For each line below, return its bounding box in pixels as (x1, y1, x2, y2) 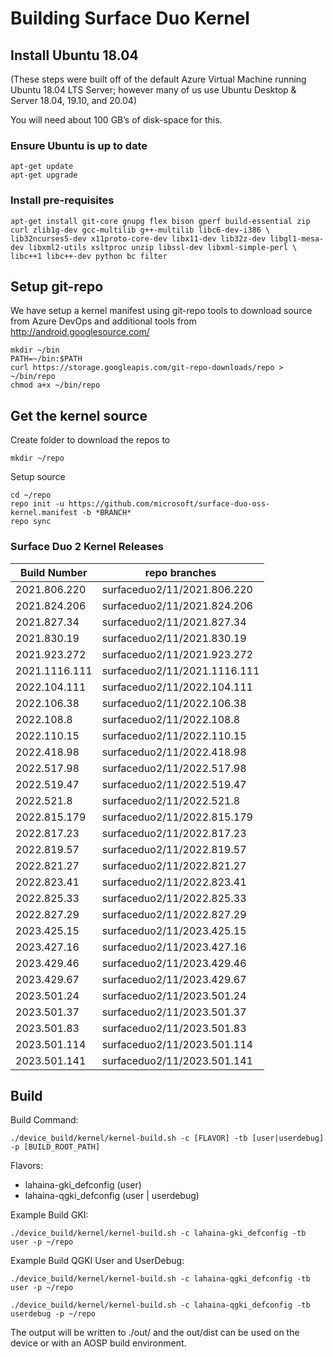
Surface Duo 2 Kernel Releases (10, 540, 164, 554)
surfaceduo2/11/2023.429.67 (101, 972, 247, 986)
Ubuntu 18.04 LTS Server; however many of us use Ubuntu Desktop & (10, 84, 297, 96)
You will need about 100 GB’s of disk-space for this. (10, 114, 223, 126)
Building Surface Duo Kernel (10, 7, 250, 30)
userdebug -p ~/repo (10, 1309, 97, 1319)
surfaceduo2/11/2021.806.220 (101, 582, 253, 596)
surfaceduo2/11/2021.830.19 (101, 631, 247, 645)
